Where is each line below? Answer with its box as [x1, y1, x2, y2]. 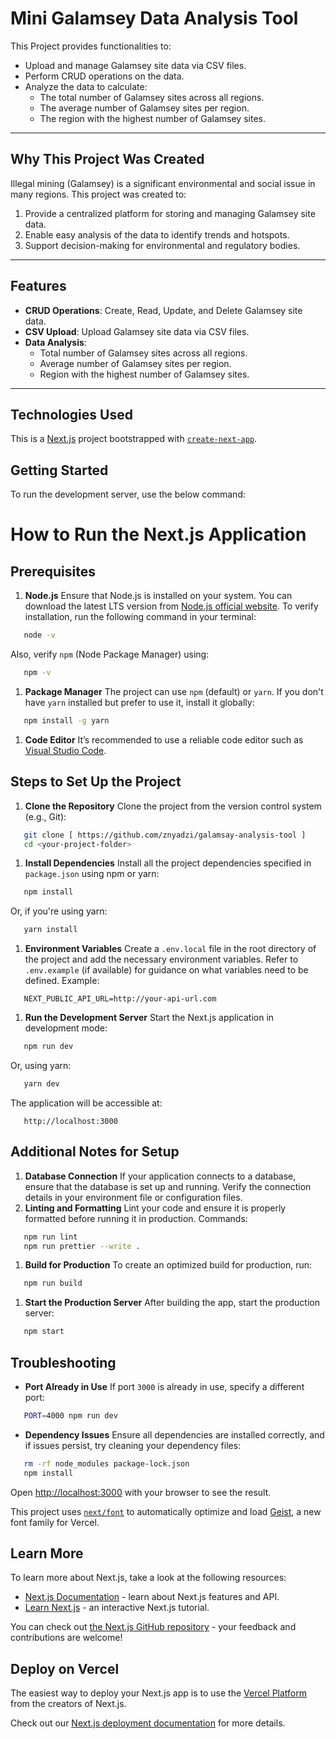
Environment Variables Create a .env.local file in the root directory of [24, 943, 317, 955]
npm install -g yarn [23, 715, 110, 726]
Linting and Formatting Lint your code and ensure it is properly [24, 1202, 287, 1214]
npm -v [23, 668, 52, 678]
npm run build [23, 1278, 83, 1289]
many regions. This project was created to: [10, 188, 187, 200]
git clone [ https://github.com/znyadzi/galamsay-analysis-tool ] [23, 830, 307, 840]
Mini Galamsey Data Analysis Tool [10, 7, 299, 30]
